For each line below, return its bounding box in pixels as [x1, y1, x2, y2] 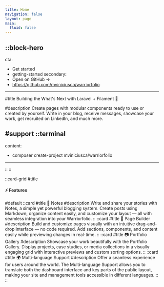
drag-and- [136, 221, 157, 227]
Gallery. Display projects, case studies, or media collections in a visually [5, 243, 150, 250]
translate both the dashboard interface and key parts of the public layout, [5, 266, 152, 272]
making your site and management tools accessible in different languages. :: [5, 272, 159, 278]
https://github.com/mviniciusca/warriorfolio [12, 81, 100, 87]
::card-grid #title [5, 176, 38, 182]
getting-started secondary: [12, 71, 67, 77]
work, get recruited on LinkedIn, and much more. [5, 116, 103, 121]
